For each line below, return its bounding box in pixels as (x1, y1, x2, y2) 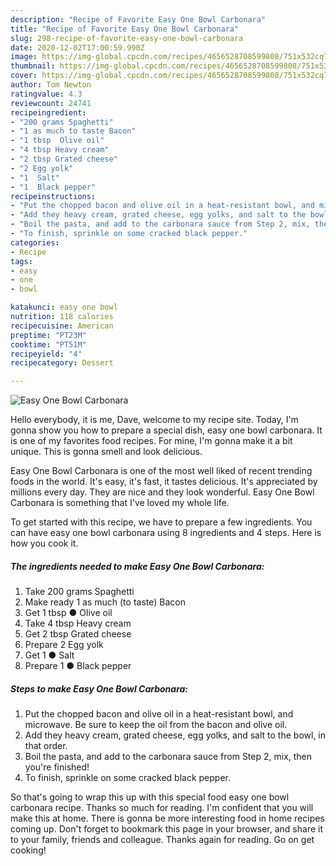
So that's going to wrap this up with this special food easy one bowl (10, 791, 290, 803)
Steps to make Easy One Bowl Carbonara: (10, 682, 188, 695)
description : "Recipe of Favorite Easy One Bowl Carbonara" (10, 14, 267, 25)
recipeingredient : (10, 107, 87, 118)
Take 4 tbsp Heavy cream (24, 617, 132, 630)
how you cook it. (10, 537, 79, 550)
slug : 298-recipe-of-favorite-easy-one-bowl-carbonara (10, 33, 244, 43)
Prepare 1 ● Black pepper (24, 660, 132, 672)
